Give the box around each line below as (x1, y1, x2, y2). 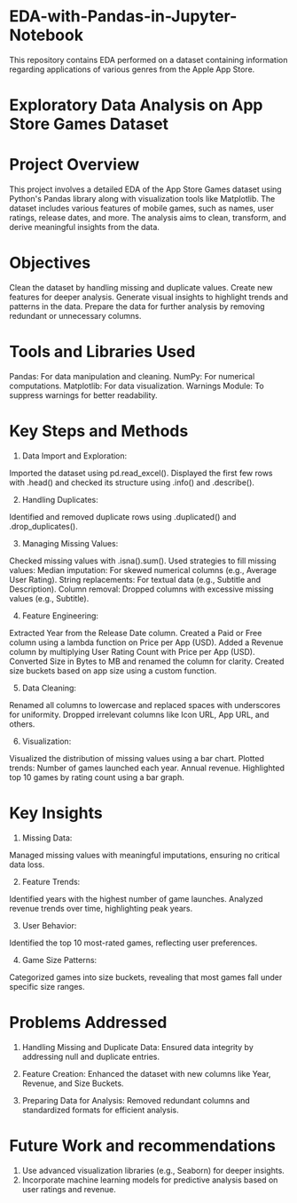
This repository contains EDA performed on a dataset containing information (9, 54, 288, 65)
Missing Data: (21, 833, 73, 843)
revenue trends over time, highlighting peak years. (9, 903, 193, 913)
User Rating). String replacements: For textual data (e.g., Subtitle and (9, 574, 262, 585)
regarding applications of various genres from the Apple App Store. (9, 64, 255, 75)
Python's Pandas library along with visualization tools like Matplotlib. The (9, 194, 276, 204)
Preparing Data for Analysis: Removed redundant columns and (21, 1095, 250, 1105)
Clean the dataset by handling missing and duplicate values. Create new (9, 283, 273, 292)
